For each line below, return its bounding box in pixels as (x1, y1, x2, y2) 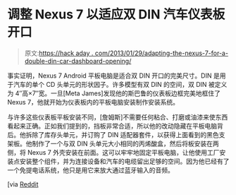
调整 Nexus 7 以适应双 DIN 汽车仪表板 (7, 6, 225, 23)
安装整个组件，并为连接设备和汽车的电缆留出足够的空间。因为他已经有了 (19, 157, 230, 165)
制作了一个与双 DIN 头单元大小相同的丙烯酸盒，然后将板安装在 (31, 139, 213, 148)
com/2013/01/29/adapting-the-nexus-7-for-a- (94, 49, 229, 57)
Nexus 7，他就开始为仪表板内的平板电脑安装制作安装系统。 (7, 97, 180, 106)
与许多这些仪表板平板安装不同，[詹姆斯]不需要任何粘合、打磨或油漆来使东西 (7, 112, 228, 121)
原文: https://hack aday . (24, 49, 94, 57)
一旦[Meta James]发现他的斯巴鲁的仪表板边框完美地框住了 (50, 89, 221, 97)
